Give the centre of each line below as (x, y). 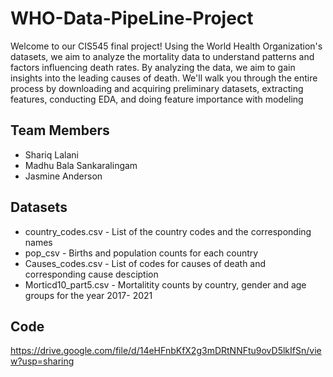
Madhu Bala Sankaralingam (81, 165)
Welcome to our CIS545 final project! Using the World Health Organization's (166, 46)
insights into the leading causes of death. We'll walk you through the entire (164, 78)
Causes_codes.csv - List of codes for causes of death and (145, 263)
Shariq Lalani (51, 154)
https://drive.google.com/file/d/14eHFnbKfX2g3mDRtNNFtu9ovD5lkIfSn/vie (166, 351)
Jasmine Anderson (63, 176)
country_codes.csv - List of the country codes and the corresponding (168, 231)
